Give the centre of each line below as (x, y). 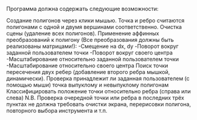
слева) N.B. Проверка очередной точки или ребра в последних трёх (95, 98)
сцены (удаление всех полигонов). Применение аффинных (83, 33)
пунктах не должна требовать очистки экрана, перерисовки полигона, (99, 104)
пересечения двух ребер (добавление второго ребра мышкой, (88, 72)
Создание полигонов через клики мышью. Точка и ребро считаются (95, 20)
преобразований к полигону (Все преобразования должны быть (90, 40)
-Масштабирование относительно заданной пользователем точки (93, 59)
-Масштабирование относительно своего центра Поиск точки (87, 65)
